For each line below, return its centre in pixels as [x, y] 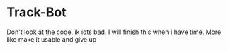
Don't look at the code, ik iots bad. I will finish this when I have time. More [114, 32]
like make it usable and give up [52, 39]
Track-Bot [36, 12]
